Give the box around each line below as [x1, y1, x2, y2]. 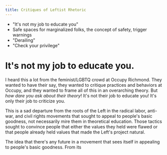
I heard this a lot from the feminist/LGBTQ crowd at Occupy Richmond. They [5, 76, 162, 83]
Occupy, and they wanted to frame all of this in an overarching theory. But [5, 87, 158, 93]
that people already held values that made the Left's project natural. [5, 129, 145, 135]
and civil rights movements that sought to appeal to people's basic [15, 113, 152, 119]
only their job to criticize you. [5, 98, 65, 104]
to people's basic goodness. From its [5, 144, 82, 150]
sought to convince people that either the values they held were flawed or [5, 123, 158, 129]
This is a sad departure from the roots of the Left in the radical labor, [5, 107, 146, 113]
